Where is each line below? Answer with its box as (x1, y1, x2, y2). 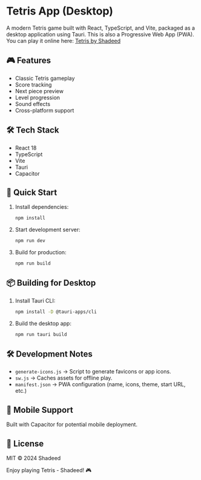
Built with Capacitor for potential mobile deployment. (6, 421, 138, 428)
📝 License (6, 438, 44, 449)
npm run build (15, 260, 51, 267)
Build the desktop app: (15, 320, 71, 327)
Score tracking (15, 81, 52, 88)
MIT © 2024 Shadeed (6, 455, 61, 461)
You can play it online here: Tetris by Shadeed (6, 37, 121, 44)
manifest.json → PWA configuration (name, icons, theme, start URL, (15, 381, 186, 388)
